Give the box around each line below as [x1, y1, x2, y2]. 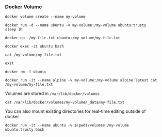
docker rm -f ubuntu [5, 69, 47, 75]
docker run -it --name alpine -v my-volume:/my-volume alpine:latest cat [5, 78, 158, 83]
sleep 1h [5, 27, 23, 32]
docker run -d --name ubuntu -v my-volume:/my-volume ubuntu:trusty [5, 23, 146, 28]
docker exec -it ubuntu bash [5, 44, 64, 49]
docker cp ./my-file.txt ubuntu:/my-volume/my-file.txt [5, 35, 120, 41]
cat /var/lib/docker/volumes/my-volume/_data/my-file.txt [5, 100, 125, 105]
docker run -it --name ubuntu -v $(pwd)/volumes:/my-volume [5, 123, 130, 128]
